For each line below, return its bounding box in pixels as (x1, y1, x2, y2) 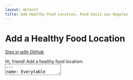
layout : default (5, 7, 38, 12)
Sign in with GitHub (5, 49, 44, 55)
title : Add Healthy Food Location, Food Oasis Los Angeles (5, 12, 129, 17)
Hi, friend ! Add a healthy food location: (5, 58, 83, 64)
